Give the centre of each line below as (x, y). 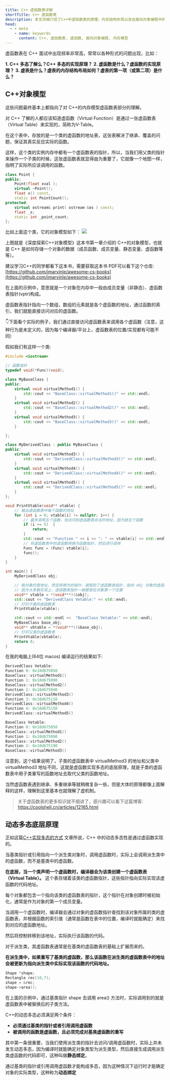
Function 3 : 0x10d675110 (31, 699)
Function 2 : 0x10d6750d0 (31, 689)
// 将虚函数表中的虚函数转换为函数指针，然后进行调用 (72, 543)
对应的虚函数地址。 (29, 925)
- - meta (19, 29)
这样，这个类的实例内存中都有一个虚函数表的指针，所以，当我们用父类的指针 (85, 152)
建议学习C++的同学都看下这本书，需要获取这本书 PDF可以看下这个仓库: (80, 266)
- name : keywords (33, 33)
